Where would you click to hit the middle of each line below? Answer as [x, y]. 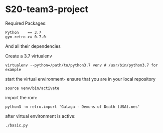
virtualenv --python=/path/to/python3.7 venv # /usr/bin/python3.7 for [81, 65]
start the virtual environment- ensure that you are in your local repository [80, 79]
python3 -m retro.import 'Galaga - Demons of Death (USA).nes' [73, 107]
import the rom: [21, 97]
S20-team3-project [47, 9]
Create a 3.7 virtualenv [29, 56]
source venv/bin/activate [32, 88]
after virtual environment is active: [40, 116]
